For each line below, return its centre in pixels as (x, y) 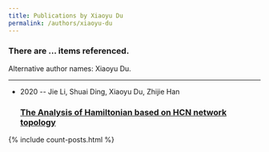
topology (38, 122)
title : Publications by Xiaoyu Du (66, 16)
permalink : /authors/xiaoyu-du (60, 23)
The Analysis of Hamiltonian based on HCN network (123, 112)
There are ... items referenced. (69, 51)
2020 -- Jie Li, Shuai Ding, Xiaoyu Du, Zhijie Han (100, 91)
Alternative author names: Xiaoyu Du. (70, 68)
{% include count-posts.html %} (61, 140)
